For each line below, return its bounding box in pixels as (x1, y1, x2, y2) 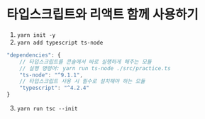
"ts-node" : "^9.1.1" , (19, 72, 83, 79)
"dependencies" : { (6, 51, 61, 59)
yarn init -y (16, 31, 56, 39)
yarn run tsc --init (16, 106, 78, 113)
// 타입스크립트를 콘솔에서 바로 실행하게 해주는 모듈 (19, 58, 152, 65)
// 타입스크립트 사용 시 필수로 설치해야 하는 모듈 (19, 78, 145, 85)
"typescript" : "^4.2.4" (19, 84, 90, 92)
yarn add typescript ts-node (16, 39, 104, 46)
